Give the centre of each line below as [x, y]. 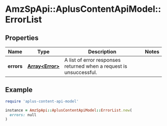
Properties [22, 38]
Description [102, 52]
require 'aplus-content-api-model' [42, 101]
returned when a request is [96, 66]
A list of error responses [92, 60]
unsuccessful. [81, 72]
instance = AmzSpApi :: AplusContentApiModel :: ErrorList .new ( [69, 110]
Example [19, 90]
